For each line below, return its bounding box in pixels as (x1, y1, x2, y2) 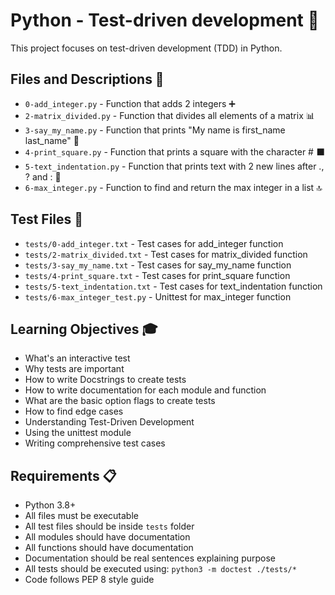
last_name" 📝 (24, 134, 80, 146)
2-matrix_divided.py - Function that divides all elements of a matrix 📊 (24, 109, 315, 121)
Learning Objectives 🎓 (10, 320, 158, 338)
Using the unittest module (24, 427, 132, 439)
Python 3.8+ (24, 499, 77, 511)
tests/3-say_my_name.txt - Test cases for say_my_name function (24, 259, 292, 271)
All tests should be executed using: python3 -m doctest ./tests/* (24, 563, 297, 575)
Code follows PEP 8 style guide (24, 574, 155, 586)
